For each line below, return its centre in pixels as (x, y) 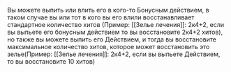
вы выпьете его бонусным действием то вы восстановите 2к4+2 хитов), (115, 32)
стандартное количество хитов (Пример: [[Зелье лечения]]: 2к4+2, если (116, 25)
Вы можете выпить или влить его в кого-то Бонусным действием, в (108, 10)
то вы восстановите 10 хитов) (51, 61)
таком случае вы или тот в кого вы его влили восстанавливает (101, 17)
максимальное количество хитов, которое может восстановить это (109, 47)
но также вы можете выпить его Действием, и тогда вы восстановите (112, 39)
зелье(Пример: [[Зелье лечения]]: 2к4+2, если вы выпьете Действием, (114, 54)
